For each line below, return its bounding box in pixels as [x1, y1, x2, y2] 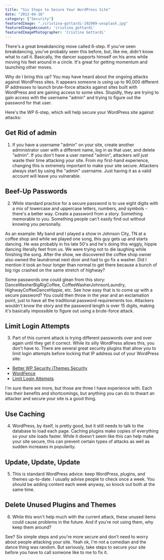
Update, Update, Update [5, 458, 80, 466]
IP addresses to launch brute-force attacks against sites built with [5, 84, 138, 90]
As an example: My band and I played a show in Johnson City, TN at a [5, 230, 146, 236]
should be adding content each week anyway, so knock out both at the [12, 482, 155, 487]
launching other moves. [5, 64, 53, 70]
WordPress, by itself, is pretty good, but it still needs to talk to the [12, 423, 144, 429]
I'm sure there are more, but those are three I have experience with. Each [5, 385, 153, 391]
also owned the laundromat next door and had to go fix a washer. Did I [5, 256, 147, 262]
